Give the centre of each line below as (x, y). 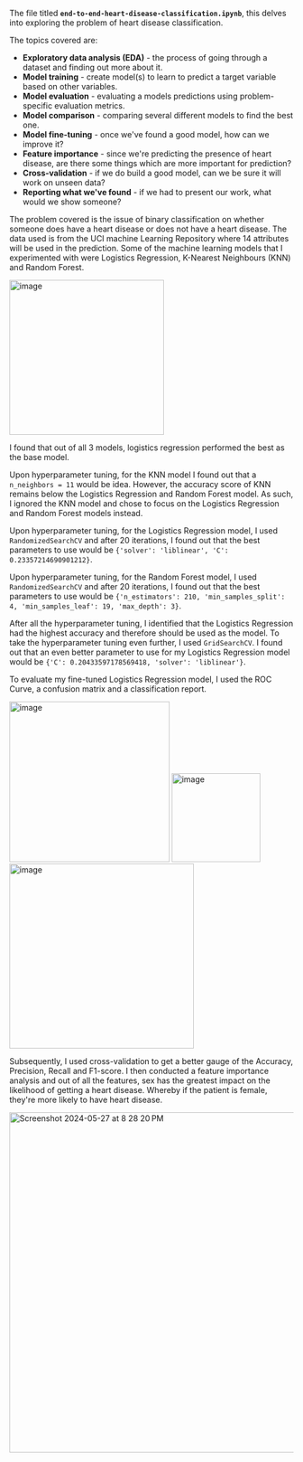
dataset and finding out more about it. (92, 67)
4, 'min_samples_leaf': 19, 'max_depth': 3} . (96, 606)
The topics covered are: (54, 40)
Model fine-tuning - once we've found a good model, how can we (146, 134)
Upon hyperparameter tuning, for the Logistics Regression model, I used (143, 531)
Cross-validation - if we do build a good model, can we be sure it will (151, 173)
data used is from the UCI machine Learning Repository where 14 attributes (149, 238)
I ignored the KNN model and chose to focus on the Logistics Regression (144, 504)
